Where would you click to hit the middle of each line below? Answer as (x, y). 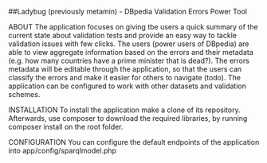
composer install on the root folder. (66, 127)
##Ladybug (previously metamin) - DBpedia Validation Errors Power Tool (128, 12)
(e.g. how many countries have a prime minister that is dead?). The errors (129, 60)
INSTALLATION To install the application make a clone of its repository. (124, 110)
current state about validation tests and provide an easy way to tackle (123, 35)
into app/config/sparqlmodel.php (63, 151)
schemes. (24, 94)
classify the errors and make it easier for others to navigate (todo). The (125, 78)
